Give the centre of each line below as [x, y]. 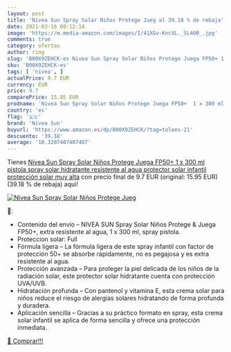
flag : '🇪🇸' [24, 116]
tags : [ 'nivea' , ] [35, 71]
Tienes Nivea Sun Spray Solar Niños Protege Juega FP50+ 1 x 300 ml [106, 162]
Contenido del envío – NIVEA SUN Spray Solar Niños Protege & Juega [117, 225]
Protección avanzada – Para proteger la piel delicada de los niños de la [118, 269]
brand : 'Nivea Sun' [35, 123]
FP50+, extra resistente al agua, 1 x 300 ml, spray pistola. [99, 232]
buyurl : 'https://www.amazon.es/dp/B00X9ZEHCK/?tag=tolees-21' [100, 130]
